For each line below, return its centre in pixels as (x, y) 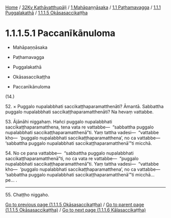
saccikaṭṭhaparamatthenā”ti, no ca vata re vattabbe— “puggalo (72, 158)
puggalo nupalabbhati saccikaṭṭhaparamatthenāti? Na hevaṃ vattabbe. (79, 112)
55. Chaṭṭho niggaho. (27, 195)
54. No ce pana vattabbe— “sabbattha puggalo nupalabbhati (69, 153)
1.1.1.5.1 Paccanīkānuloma (60, 33)
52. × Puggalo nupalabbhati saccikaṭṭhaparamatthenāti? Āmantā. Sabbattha (84, 106)
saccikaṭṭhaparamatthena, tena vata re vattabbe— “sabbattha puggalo (80, 127)
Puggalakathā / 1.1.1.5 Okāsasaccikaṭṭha (47, 13)
